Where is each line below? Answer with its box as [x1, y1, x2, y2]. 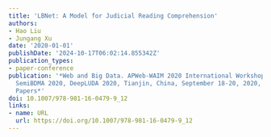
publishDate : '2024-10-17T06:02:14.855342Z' [8, 49, 161, 57]
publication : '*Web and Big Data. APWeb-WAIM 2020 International [8, 72, 232, 80]
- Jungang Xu [8, 34, 52, 43]
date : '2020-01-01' [8, 42, 74, 50]
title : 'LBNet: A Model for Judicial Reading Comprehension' [8, 11, 219, 20]
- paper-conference [8, 64, 74, 73]
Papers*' [15, 86, 45, 95]
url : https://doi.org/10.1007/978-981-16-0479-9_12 [15, 117, 194, 125]
